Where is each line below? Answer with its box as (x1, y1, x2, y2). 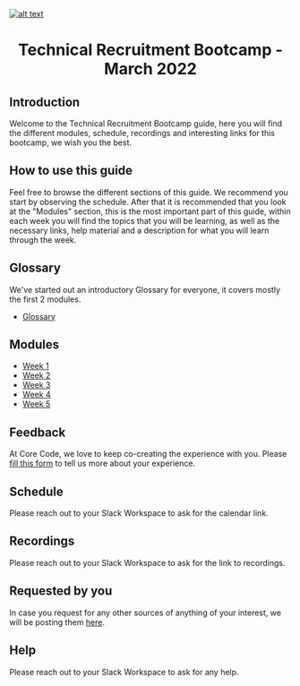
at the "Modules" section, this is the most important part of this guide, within (9, 206, 291, 217)
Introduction (9, 94, 81, 109)
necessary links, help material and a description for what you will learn (9, 225, 270, 236)
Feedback (9, 424, 66, 440)
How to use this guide (9, 163, 133, 178)
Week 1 (21, 361, 49, 372)
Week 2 (21, 370, 51, 381)
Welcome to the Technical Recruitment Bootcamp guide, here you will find (9, 118, 283, 129)
